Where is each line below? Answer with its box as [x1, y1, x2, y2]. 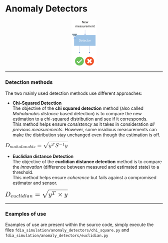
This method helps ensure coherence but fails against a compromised [12, 175, 156, 181]
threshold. [12, 169, 33, 175]
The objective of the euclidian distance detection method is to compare [12, 159, 162, 165]
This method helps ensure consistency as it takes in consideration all [12, 121, 155, 127]
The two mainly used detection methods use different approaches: [5, 90, 142, 96]
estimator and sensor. [12, 180, 57, 186]
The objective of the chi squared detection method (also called [12, 105, 143, 111]
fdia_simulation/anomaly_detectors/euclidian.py [5, 233, 108, 239]
